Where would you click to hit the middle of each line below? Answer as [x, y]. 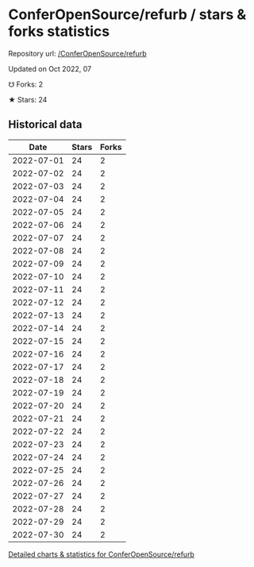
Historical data [45, 125]
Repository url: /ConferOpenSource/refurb [77, 53]
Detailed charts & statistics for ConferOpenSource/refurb [101, 554]
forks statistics [59, 31]
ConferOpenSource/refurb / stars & [127, 15]
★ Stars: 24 [28, 99]
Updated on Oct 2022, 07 [50, 68]
